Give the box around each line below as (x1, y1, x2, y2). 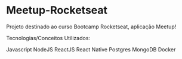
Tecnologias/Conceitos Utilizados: (6, 34, 91, 41)
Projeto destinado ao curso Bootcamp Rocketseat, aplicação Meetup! (6, 23, 177, 30)
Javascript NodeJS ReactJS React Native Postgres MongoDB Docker (6, 45, 176, 53)
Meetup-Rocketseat (6, 4, 108, 17)
